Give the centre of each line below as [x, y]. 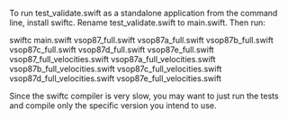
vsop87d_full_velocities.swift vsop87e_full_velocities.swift [116, 78]
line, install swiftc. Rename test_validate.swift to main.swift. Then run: [137, 23]
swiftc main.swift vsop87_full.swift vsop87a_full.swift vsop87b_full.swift [142, 40]
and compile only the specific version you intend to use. [113, 106]
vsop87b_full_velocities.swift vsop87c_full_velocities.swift [116, 69]
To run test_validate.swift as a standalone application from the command [144, 13]
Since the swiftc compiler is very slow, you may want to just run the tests [144, 96]
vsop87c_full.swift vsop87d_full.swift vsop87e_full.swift [112, 50]
